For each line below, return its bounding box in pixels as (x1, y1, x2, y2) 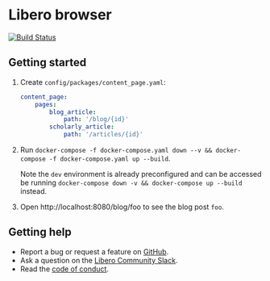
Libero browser (8, 6, 112, 24)
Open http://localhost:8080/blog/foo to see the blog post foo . (19, 202, 224, 212)
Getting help (8, 225, 72, 239)
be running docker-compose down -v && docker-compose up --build (19, 178, 243, 187)
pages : (35, 100, 57, 108)
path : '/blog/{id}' (63, 115, 129, 124)
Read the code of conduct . (19, 264, 109, 274)
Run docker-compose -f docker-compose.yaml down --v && (19, 145, 213, 154)
